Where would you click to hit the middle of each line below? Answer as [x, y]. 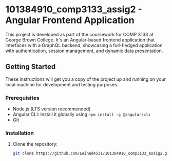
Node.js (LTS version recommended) [52, 109]
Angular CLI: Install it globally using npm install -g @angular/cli [82, 114]
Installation [20, 133]
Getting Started [31, 67]
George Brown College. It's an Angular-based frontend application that [80, 40]
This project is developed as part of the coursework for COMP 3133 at [80, 34]
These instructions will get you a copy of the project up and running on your [85, 79]
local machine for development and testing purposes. [62, 84]
